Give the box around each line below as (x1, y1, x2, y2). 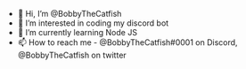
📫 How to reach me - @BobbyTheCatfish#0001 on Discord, (17, 37, 238, 48)
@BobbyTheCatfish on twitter (17, 50, 127, 60)
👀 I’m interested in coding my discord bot (17, 18, 169, 28)
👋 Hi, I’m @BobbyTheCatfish (17, 9, 122, 19)
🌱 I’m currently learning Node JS (17, 27, 138, 37)
